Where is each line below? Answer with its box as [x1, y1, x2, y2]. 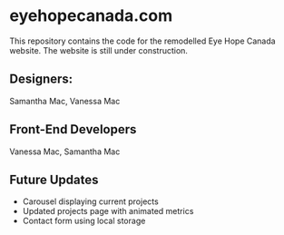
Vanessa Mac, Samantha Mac [9, 146, 121, 157]
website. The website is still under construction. [9, 44, 189, 55]
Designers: [9, 72, 73, 87]
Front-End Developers [9, 122, 137, 137]
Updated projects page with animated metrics [22, 206, 194, 217]
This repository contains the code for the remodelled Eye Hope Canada [9, 35, 276, 46]
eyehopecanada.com [9, 5, 173, 26]
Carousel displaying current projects [22, 196, 159, 207]
